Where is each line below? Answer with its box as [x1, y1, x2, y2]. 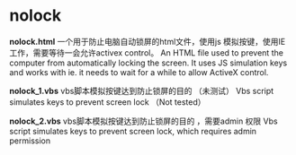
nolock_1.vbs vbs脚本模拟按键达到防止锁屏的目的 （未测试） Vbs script [9, 85, 274, 96]
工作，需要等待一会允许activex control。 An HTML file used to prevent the [9, 47, 283, 58]
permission [9, 135, 51, 146]
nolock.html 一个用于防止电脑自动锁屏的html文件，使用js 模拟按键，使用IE [9, 36, 286, 47]
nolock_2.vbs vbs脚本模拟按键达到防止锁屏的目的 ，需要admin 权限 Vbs [9, 116, 278, 126]
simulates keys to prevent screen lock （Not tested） [9, 96, 206, 108]
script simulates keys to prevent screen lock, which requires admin [9, 125, 257, 136]
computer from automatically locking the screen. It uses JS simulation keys [9, 57, 288, 68]
